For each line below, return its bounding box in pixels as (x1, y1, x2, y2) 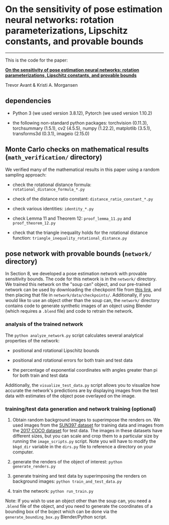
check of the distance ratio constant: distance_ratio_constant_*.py (12, 196, 153, 202)
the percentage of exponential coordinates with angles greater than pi (12, 367, 157, 373)
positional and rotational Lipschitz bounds (12, 347, 100, 354)
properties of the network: (5, 337, 60, 343)
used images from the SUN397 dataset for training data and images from (12, 422, 164, 428)
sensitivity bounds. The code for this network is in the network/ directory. (5, 276, 157, 282)
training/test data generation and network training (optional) (5, 405, 156, 412)
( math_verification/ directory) (5, 153, 102, 162)
